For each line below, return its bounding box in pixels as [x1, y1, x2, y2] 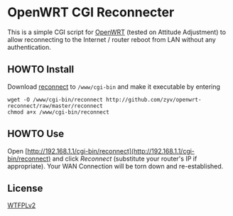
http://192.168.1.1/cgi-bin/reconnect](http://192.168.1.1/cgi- [27, 146, 195, 155]
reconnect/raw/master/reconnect [7, 102, 103, 109]
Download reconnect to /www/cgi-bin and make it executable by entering [7, 82, 220, 91]
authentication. [7, 43, 52, 51]
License [7, 182, 43, 194]
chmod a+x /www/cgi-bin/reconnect [7, 108, 110, 116]
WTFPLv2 [7, 201, 36, 210]
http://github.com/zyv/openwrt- [105, 96, 202, 103]
